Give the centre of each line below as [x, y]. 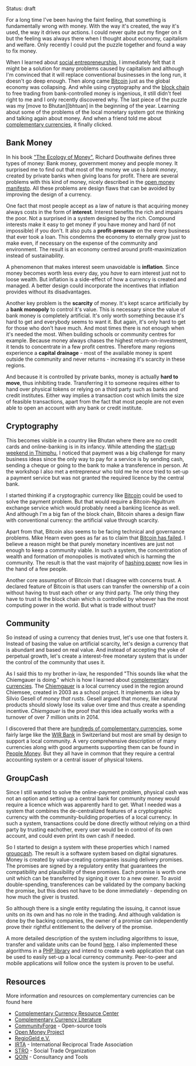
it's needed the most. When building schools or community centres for [91, 334]
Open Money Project [39, 1032]
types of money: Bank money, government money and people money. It [92, 163]
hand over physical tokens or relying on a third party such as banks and [92, 389]
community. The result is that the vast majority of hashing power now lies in [97, 562]
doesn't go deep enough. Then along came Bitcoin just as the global [88, 81]
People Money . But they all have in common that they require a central [90, 754]
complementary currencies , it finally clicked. [59, 124]
